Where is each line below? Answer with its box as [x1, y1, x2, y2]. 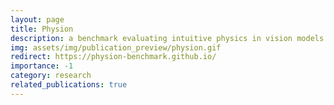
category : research [10, 71, 92, 81]
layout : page [10, 14, 65, 25]
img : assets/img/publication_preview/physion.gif [10, 42, 222, 53]
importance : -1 [10, 61, 74, 71]
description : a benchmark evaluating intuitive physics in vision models [10, 33, 325, 43]
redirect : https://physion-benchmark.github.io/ [10, 52, 217, 62]
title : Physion [10, 24, 74, 34]
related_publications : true [10, 80, 128, 90]
